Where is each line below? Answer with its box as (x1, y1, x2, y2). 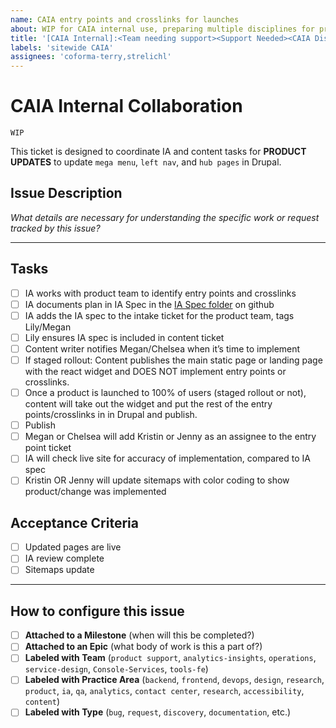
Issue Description (10, 185, 123, 202)
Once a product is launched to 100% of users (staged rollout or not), (24, 387, 307, 399)
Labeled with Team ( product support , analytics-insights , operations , (24, 652, 317, 664)
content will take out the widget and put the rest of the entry (24, 398, 273, 410)
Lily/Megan (24, 321, 72, 333)
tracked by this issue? (10, 222, 101, 234)
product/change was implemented (24, 486, 167, 498)
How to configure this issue (10, 602, 185, 620)
